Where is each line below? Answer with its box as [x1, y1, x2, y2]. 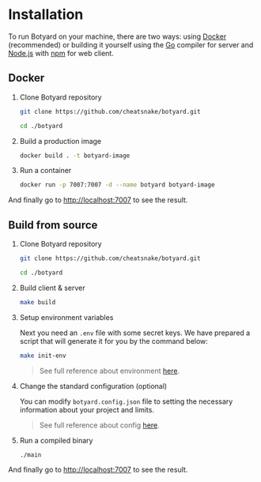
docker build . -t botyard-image [19, 152, 130, 160]
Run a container [19, 166, 72, 175]
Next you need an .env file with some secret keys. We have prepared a [19, 328, 251, 337]
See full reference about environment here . [39, 366, 180, 375]
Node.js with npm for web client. [8, 48, 115, 58]
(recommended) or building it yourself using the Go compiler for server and [8, 40, 254, 49]
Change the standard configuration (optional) [19, 381, 168, 390]
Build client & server [19, 283, 85, 292]
